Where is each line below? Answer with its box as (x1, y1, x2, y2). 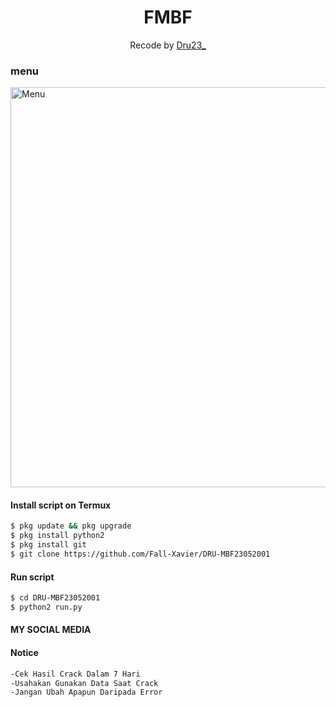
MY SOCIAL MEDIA (10, 624, 92, 636)
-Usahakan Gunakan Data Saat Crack (10, 678, 159, 688)
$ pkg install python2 (10, 531, 105, 541)
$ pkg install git (10, 540, 87, 550)
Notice (10, 647, 39, 659)
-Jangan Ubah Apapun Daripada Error (10, 687, 163, 698)
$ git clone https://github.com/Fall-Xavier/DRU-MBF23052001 (10, 549, 271, 560)
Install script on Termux (10, 499, 112, 511)
